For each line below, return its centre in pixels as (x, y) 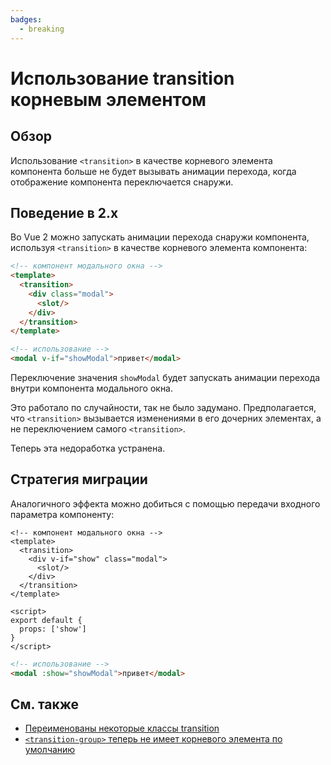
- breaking (42, 29)
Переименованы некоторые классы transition (122, 728)
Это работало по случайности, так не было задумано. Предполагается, (163, 408)
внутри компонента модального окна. (92, 388)
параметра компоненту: (62, 514)
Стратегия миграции (79, 479)
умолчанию (50, 750)
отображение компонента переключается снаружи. (122, 182)
